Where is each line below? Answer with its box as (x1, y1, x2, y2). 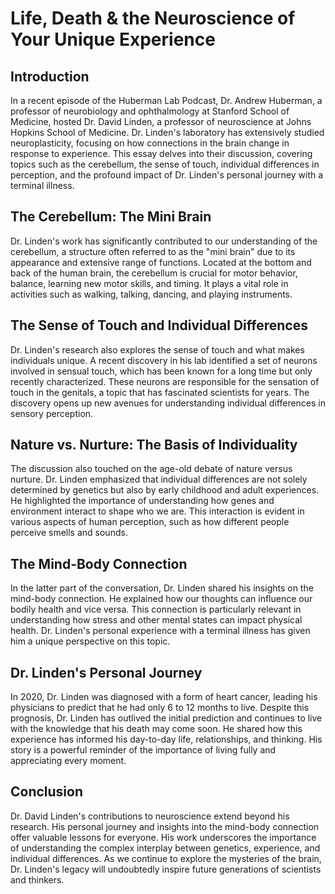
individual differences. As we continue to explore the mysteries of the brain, (10, 852, 322, 864)
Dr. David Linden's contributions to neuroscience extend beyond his (10, 810, 290, 822)
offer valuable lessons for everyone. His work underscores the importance (10, 831, 317, 843)
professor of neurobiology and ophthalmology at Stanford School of (10, 105, 290, 117)
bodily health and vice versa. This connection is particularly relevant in (10, 603, 302, 616)
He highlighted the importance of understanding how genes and (10, 495, 275, 507)
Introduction (10, 68, 90, 85)
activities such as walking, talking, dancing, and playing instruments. (10, 288, 293, 300)
